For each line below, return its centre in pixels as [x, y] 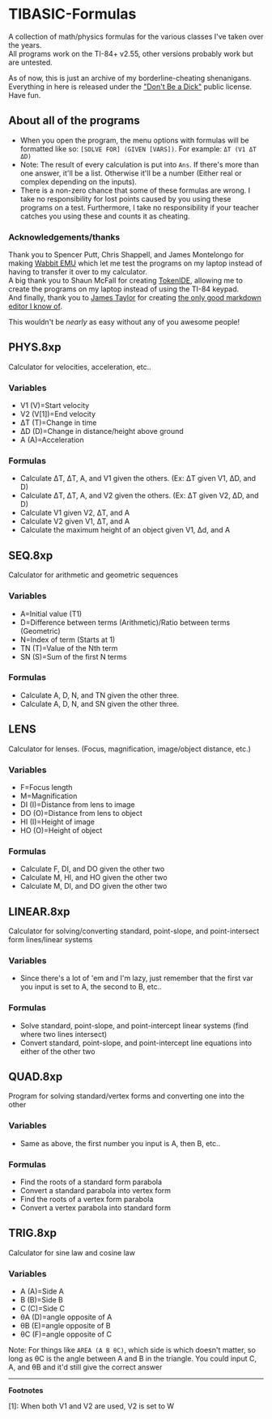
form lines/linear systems [51, 940]
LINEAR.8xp [39, 911]
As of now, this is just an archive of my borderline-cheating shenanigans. [130, 78]
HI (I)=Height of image [57, 822]
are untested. [30, 62]
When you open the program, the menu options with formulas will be [134, 140]
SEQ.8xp [31, 555]
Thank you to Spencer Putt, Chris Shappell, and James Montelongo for [126, 255]
